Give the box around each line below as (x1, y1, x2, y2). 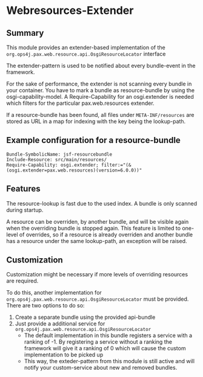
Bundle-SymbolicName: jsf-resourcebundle (6, 151, 113, 158)
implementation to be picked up (24, 351, 104, 358)
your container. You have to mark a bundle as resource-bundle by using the (6, 87, 195, 94)
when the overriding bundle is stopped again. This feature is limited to (6, 224, 181, 232)
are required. (6, 277, 39, 285)
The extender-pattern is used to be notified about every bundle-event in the (6, 62, 196, 69)
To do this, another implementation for (6, 289, 102, 296)
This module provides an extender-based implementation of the (6, 44, 165, 51)
